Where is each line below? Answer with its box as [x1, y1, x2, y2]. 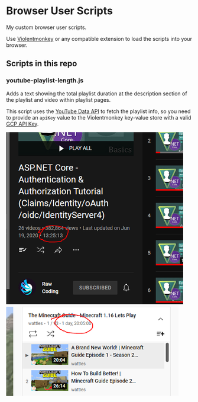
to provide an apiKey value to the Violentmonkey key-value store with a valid [6, 114, 191, 121]
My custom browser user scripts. [6, 24, 87, 31]
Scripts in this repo [6, 59, 77, 69]
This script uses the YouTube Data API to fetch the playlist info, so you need [6, 108, 191, 115]
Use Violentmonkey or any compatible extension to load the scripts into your [6, 35, 192, 42]
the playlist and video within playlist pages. [6, 96, 111, 103]
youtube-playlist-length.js [6, 76, 84, 85]
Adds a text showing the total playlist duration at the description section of [6, 90, 187, 97]
